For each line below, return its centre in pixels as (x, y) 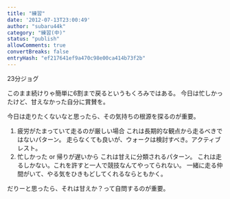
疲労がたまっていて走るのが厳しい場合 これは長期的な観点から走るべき (117, 130)
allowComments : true (37, 45)
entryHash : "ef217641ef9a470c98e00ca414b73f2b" (77, 58)
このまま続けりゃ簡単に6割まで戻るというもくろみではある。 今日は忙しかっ (115, 93)
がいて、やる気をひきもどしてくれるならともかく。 (95, 174)
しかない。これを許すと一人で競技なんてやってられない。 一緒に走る (120, 165)
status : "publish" (33, 39)
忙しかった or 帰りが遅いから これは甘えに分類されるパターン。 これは (116, 156)
